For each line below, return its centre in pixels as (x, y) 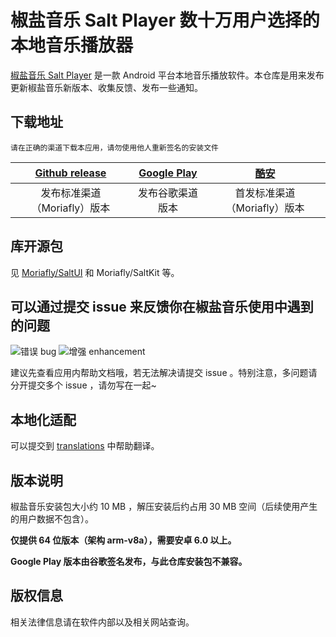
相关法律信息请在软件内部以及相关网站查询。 (102, 622)
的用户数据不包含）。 (52, 519)
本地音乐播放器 (72, 45)
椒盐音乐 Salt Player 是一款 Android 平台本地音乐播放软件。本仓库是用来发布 (167, 75)
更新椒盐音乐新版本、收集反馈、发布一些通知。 (106, 87)
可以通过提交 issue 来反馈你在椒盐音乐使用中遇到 (162, 306)
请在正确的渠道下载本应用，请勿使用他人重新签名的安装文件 (114, 147)
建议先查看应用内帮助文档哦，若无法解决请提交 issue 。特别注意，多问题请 (164, 373)
